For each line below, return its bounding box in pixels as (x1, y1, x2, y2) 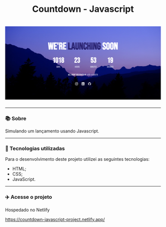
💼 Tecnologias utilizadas (5, 145, 65, 152)
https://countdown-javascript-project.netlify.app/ (5, 216, 105, 222)
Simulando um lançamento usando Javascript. (5, 128, 100, 134)
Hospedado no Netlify (5, 207, 50, 213)
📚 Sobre (5, 115, 27, 122)
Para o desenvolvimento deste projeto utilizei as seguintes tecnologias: (5, 156, 150, 162)
